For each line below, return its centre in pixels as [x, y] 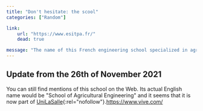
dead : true [31, 40]
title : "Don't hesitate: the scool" [52, 12]
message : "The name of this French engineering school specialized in [97, 50]
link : [13, 28]
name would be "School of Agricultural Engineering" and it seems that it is [98, 95]
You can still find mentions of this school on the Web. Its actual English [94, 89]
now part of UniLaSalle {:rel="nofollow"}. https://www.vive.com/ [85, 101]
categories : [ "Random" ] [36, 17]
